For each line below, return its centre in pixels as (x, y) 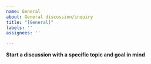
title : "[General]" (30, 22)
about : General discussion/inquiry (50, 17)
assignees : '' (24, 33)
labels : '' (19, 28)
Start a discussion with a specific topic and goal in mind (75, 55)
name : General (24, 11)
